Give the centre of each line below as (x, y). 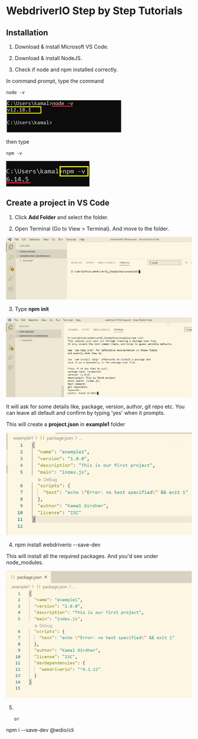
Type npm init (32, 309)
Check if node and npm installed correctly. (66, 70)
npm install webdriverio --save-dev (57, 545)
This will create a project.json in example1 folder (66, 424)
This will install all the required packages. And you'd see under (82, 556)
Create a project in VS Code (58, 203)
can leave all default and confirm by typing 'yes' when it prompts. (86, 413)
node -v (16, 93)
